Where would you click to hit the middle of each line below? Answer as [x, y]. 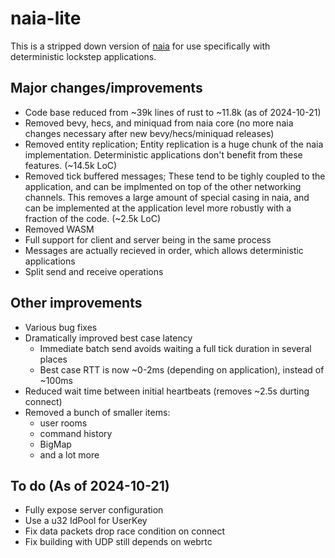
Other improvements [76, 303]
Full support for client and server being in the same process [148, 239]
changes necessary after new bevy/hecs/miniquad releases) [149, 133]
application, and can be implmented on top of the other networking [163, 186]
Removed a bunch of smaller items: [97, 412]
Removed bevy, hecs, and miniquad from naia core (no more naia [159, 123]
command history [76, 433]
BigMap [55, 444]
